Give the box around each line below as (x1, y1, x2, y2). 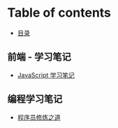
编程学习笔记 (7, 93, 63, 105)
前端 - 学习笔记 (7, 51, 71, 63)
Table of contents (7, 5, 112, 21)
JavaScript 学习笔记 (17, 71, 75, 79)
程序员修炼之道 (17, 113, 61, 121)
